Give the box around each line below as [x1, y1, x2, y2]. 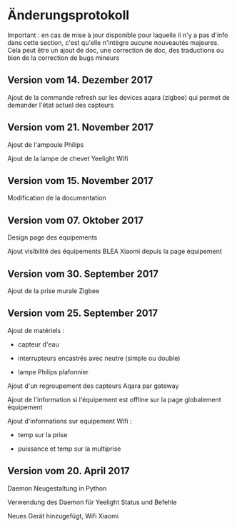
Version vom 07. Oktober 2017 [7, 214, 144, 226]
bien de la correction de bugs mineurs [7, 53, 120, 62]
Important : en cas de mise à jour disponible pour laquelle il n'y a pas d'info [7, 31, 228, 39]
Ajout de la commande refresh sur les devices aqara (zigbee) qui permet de [7, 93, 231, 101]
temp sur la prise [17, 430, 68, 439]
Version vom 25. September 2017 [7, 307, 158, 319]
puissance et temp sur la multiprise [17, 444, 121, 453]
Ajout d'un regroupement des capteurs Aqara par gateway [7, 382, 179, 390]
